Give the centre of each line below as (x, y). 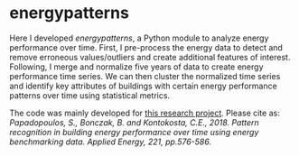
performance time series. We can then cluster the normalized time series (145, 76)
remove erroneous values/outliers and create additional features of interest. (150, 57)
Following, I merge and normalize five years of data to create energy (136, 67)
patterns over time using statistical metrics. (89, 95)
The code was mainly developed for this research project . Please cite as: (145, 113)
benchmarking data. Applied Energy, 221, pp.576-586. (111, 142)
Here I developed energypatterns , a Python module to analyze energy (139, 38)
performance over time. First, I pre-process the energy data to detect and (146, 47)
